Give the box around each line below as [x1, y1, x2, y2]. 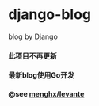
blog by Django [8, 32, 58, 41]
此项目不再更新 [8, 51, 57, 60]
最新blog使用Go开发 [8, 70, 75, 80]
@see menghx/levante [8, 89, 85, 98]
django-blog [8, 6, 91, 24]
